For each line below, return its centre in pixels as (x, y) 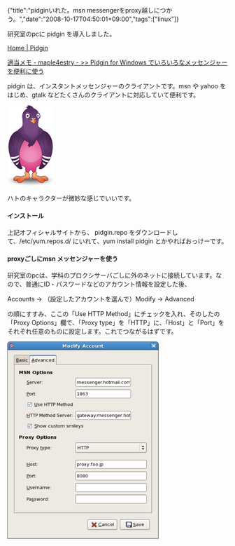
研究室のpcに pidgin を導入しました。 (62, 34)
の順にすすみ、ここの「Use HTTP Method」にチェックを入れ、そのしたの (114, 314)
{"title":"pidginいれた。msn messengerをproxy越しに (84, 10)
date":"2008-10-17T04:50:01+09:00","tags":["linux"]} (102, 19)
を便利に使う (26, 71)
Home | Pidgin (28, 48)
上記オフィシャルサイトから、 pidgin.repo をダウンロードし (93, 233)
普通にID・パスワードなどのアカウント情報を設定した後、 (108, 284)
